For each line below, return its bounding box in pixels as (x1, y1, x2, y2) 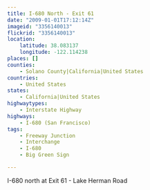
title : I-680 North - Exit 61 (7, 10, 95, 17)
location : (7, 36, 36, 43)
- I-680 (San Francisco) (19, 119, 91, 126)
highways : (7, 113, 36, 120)
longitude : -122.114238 (19, 49, 88, 56)
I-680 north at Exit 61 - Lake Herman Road (7, 176, 128, 184)
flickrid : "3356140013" (7, 29, 76, 37)
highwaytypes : (7, 100, 48, 107)
